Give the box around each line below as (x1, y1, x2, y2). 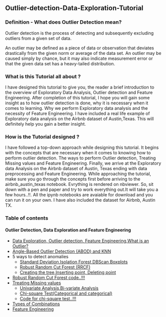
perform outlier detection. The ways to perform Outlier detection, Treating (5, 155, 156, 161)
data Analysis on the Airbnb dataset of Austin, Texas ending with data (5, 166, 148, 172)
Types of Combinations (12, 301, 60, 307)
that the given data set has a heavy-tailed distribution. (5, 60, 115, 66)
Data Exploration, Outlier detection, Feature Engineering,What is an (12, 238, 150, 244)
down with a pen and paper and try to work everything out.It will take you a (5, 186, 159, 192)
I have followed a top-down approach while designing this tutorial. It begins (5, 144, 159, 150)
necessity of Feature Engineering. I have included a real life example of (5, 110, 150, 116)
